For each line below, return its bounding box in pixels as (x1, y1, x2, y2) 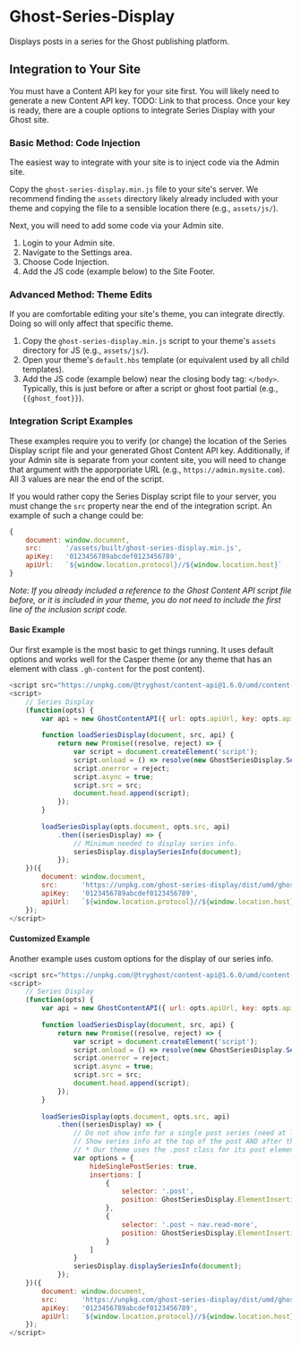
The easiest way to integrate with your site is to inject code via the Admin (9, 157, 279, 167)
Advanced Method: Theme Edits (9, 288, 153, 301)
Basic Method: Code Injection (9, 136, 141, 149)
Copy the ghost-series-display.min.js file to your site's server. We (9, 184, 259, 194)
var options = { (73, 1153, 134, 1162)
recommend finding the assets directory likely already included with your (9, 193, 279, 204)
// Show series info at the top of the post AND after (73, 1137, 282, 1146)
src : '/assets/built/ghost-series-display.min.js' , (25, 544, 243, 553)
